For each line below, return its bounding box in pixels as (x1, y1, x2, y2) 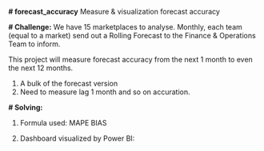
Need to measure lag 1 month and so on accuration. (19, 87, 190, 97)
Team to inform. (8, 39, 61, 49)
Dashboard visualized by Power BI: (19, 133, 135, 143)
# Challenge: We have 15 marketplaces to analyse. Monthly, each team (8, 22, 242, 31)
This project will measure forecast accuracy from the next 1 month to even (8, 55, 254, 64)
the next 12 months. (8, 63, 74, 73)
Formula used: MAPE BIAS (19, 118, 107, 127)
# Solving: (8, 103, 43, 112)
